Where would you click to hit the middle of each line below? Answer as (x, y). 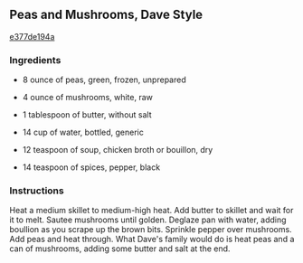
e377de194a (32, 36)
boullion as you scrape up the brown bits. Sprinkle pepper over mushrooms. (151, 230)
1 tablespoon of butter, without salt (87, 115)
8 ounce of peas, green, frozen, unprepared (104, 80)
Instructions (37, 191)
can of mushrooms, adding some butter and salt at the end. (120, 249)
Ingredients (35, 60)
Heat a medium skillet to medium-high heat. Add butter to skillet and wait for (151, 211)
